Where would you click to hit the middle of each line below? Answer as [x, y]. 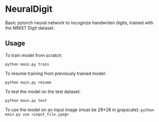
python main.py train [27, 64]
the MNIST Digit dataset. [30, 28]
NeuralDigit [29, 9]
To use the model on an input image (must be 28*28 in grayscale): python [80, 110]
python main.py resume [28, 82]
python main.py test [26, 100]
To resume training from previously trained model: [56, 73]
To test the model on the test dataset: [43, 91]
